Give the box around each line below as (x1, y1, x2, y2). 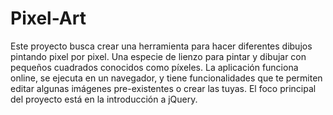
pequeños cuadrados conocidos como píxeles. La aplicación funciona (10, 61, 299, 73)
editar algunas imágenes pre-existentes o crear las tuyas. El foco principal (10, 82, 317, 94)
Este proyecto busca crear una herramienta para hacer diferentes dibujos (10, 40, 313, 52)
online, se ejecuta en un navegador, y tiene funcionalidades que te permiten (10, 72, 323, 84)
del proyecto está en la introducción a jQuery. (10, 93, 198, 105)
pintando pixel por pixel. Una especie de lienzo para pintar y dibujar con (10, 50, 307, 62)
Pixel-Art (10, 7, 87, 30)
